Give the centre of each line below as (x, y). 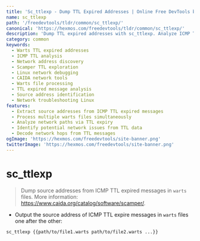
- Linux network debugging (45, 73)
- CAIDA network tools (40, 78)
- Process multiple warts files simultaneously (72, 117)
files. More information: (49, 196)
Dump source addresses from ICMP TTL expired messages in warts (104, 190)
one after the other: (38, 221)
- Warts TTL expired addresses (50, 51)
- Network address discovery (48, 61)
